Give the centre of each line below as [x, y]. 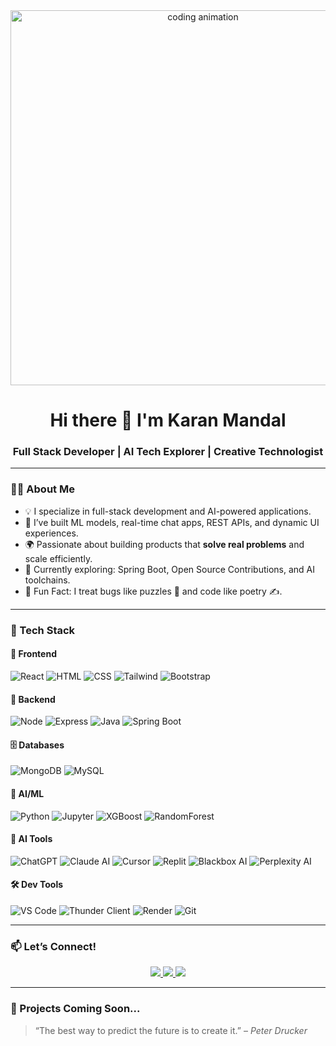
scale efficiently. [58, 558]
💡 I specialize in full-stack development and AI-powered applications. [168, 511]
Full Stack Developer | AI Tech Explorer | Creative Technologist [168, 452]
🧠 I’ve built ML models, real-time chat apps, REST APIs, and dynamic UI [172, 522]
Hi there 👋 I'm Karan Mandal [168, 420]
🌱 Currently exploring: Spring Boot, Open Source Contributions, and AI [169, 569]
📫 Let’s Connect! [53, 946]
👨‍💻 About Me [42, 489]
